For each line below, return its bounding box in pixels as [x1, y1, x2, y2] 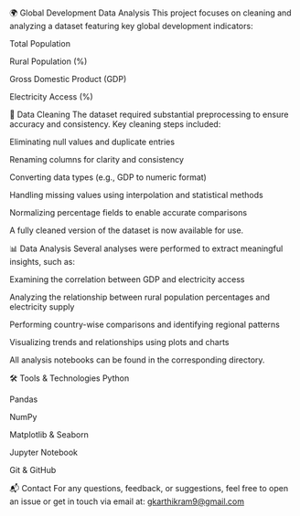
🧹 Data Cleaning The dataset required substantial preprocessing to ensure [9, 109, 289, 120]
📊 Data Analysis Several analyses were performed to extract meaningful [9, 243, 284, 254]
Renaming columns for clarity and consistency [9, 154, 185, 164]
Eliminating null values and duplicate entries [9, 136, 176, 147]
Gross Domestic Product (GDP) [9, 74, 127, 84]
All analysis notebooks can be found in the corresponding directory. [9, 354, 265, 365]
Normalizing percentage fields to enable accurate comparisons [9, 207, 248, 217]
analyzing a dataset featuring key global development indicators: [9, 21, 253, 31]
